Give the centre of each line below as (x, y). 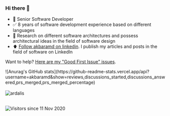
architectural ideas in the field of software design (64, 41)
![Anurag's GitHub (24, 72)
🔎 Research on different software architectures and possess (75, 36)
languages (24, 31)
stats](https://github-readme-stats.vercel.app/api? (97, 72)
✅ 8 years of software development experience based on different (82, 24)
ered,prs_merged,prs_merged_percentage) (50, 82)
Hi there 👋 (18, 8)
